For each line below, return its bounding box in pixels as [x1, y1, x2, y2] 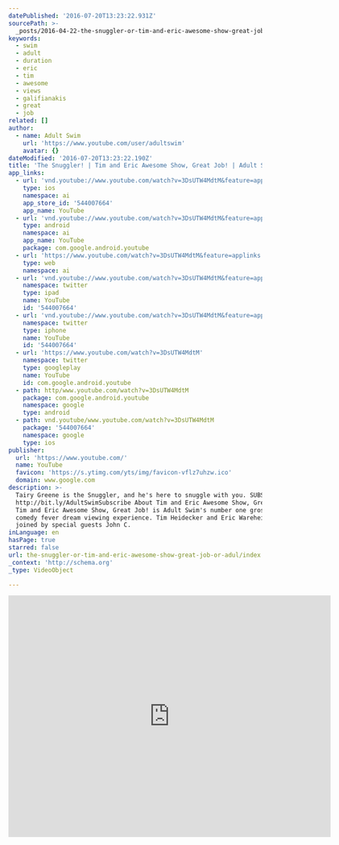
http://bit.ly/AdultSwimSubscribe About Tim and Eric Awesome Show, [15, 499, 250, 507]
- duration [15, 57, 52, 65]
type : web [23, 259, 56, 267]
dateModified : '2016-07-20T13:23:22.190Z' [8, 154, 153, 162]
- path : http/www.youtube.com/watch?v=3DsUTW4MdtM [15, 386, 189, 395]
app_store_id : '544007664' [23, 199, 114, 207]
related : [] [8, 117, 48, 125]
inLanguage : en [8, 528, 60, 536]
